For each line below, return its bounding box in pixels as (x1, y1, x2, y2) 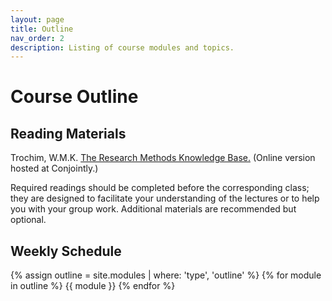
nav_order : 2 (10, 33, 65, 43)
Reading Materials (10, 125, 127, 142)
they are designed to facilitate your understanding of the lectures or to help (10, 192, 320, 205)
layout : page (10, 14, 65, 25)
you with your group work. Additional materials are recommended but (10, 203, 297, 215)
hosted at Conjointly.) (10, 162, 99, 175)
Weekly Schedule (10, 242, 122, 260)
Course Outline (10, 86, 139, 108)
